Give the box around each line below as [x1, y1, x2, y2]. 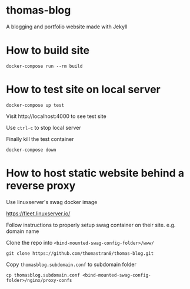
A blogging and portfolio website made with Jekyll [6, 23, 128, 30]
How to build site [6, 44, 90, 57]
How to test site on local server [6, 83, 161, 96]
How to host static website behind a [6, 166, 184, 180]
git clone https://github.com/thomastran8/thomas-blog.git [6, 250, 154, 257]
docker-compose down [6, 147, 57, 153]
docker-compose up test [6, 102, 65, 108]
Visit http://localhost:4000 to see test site [6, 113, 107, 120]
